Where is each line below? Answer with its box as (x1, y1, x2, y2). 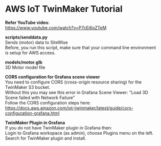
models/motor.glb (5, 59, 43, 65)
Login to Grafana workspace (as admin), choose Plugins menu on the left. (5, 130, 154, 136)
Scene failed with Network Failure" (5, 94, 75, 101)
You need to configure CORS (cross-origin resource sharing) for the (5, 79, 142, 85)
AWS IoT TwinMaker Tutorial (5, 3, 123, 15)
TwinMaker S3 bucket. (5, 84, 50, 90)
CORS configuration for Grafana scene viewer (5, 74, 100, 80)
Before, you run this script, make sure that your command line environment (5, 44, 156, 50)
